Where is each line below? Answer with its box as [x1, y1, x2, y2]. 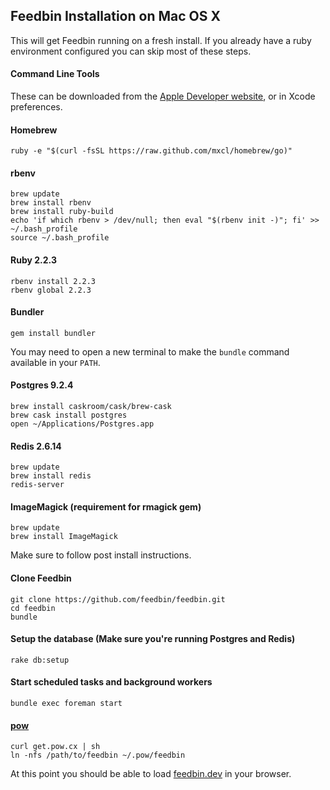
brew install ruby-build [10, 207, 114, 217]
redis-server [10, 480, 65, 490]
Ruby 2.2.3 [10, 254, 57, 266]
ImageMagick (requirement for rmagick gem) [10, 500, 202, 513]
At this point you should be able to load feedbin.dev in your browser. [10, 768, 292, 780]
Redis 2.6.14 [10, 440, 62, 452]
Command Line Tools [10, 68, 100, 80]
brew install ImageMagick [10, 532, 118, 542]
